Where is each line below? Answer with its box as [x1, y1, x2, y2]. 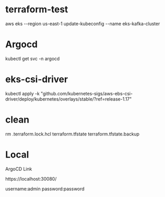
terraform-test [5, 4, 68, 15]
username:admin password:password [5, 186, 85, 192]
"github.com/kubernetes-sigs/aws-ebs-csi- [40, 90, 133, 96]
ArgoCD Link [5, 166, 32, 172]
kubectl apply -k [5, 90, 40, 96]
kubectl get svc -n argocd [5, 55, 60, 62]
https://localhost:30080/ [5, 175, 57, 182]
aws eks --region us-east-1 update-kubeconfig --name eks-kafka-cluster [5, 21, 160, 27]
